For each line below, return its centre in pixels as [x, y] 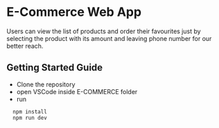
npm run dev [30, 118]
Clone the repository [46, 84]
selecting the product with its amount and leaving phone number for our [109, 38]
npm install [30, 111]
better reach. [25, 46]
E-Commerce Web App [74, 12]
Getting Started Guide [55, 67]
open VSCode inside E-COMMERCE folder [77, 91]
